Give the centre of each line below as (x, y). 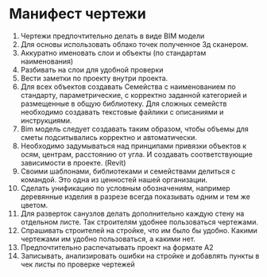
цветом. (34, 205)
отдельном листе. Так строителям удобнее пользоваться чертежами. (139, 222)
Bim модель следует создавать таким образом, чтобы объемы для (134, 129)
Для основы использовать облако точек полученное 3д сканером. (134, 44)
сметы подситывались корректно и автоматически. (109, 137)
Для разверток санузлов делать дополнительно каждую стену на (132, 213)
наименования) (47, 61)
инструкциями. (46, 120)
